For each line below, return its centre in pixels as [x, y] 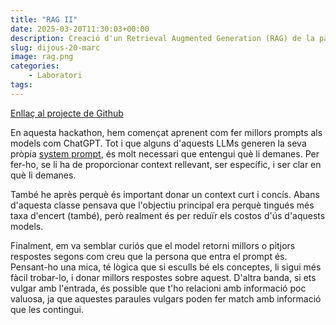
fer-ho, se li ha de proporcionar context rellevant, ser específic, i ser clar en [166, 164]
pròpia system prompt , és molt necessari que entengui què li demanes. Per [165, 153]
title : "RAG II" [44, 19]
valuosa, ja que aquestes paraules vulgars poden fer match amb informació [166, 298]
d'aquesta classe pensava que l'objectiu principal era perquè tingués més [162, 205]
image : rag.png [42, 57]
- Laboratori [55, 76]
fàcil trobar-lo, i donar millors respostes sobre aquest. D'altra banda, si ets [163, 277]
